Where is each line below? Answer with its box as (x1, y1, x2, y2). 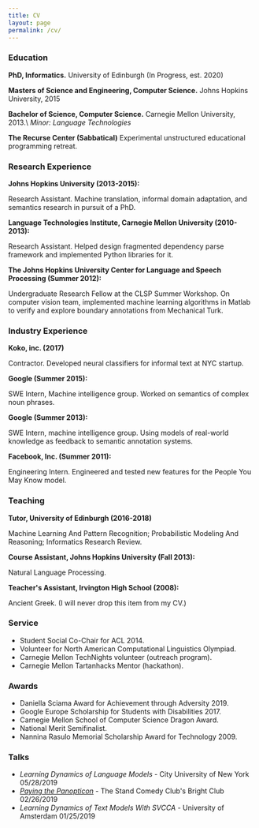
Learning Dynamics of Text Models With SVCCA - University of (19, 803, 224, 813)
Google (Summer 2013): (8, 413, 88, 422)
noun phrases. (8, 398, 55, 407)
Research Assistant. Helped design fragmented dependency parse (8, 242, 224, 251)
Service (8, 617, 39, 628)
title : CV (8, 11, 41, 20)
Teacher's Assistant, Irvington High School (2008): (8, 583, 179, 592)
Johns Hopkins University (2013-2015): (8, 178, 140, 188)
